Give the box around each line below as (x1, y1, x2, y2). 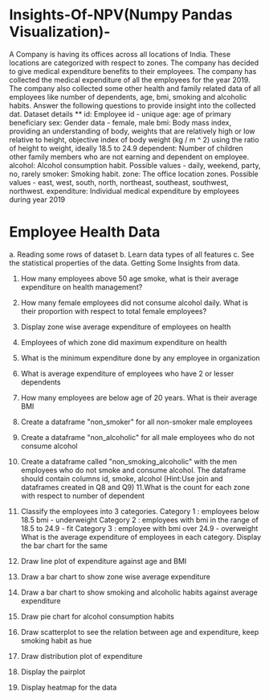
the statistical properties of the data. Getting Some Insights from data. (9, 257, 240, 267)
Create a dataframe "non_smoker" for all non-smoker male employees (20, 417, 253, 426)
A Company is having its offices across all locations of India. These (9, 49, 231, 59)
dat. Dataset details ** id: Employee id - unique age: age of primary (9, 109, 232, 118)
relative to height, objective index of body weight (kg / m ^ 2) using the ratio (9, 134, 259, 144)
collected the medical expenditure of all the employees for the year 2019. (9, 75, 251, 84)
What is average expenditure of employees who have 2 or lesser (20, 369, 234, 378)
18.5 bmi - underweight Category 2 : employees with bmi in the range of (20, 515, 259, 525)
